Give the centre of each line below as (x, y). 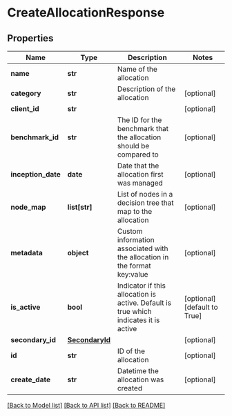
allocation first (140, 174)
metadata (27, 253)
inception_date (36, 174)
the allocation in (143, 257)
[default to (201, 307)
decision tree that (145, 203)
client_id (25, 109)
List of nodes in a (145, 194)
